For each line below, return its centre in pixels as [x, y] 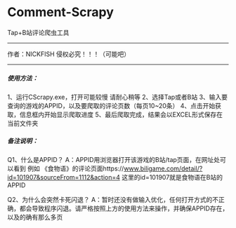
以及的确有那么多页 [35, 217]
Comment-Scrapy [61, 12]
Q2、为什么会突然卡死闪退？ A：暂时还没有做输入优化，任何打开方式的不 [113, 199]
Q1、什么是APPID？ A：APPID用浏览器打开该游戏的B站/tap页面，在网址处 [114, 159]
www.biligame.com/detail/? [163, 168]
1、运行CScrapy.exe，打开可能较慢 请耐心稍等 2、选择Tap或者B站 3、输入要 [118, 97]
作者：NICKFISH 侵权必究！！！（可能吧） [69, 54]
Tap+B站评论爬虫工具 [38, 32]
